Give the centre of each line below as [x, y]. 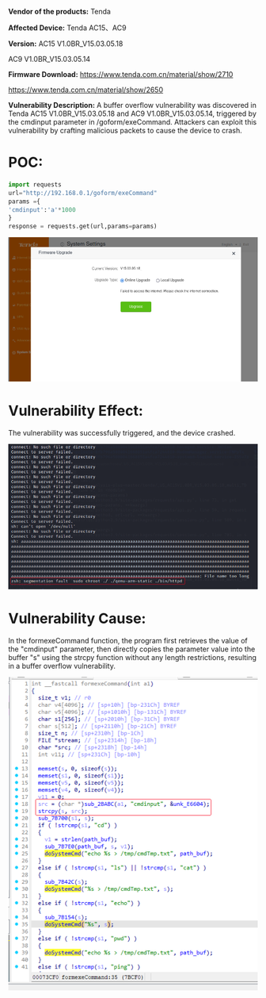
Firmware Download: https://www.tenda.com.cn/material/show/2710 [121, 74]
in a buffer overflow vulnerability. [62, 666]
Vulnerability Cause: [77, 618]
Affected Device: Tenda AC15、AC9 [67, 28]
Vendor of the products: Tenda [59, 12]
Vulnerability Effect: [76, 411]
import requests [35, 184]
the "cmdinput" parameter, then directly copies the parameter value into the [132, 649]
